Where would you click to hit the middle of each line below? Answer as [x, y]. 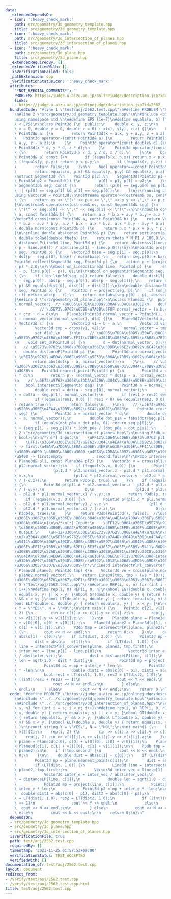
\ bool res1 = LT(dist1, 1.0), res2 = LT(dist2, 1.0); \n [89, 675]
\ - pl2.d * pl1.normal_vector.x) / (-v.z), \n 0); [89, 509]
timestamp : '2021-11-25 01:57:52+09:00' [53, 850]
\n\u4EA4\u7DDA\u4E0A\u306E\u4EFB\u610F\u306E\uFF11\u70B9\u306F [85, 556]
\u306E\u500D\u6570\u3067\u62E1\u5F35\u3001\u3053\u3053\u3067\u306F [90, 580]
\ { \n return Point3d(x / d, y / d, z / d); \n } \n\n [83, 153]
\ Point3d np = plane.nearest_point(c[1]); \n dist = [87, 761]
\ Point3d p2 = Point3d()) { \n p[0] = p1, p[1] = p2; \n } [89, 181]
